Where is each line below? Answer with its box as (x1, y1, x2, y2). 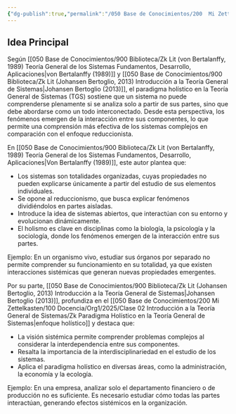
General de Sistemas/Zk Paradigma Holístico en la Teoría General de (7, 311, 206, 320)
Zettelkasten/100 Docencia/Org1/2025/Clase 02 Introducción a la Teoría (7, 304, 216, 313)
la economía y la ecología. (17, 370, 93, 379)
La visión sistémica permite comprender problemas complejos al (17, 332, 205, 341)
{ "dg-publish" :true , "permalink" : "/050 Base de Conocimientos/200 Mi (7, 10, 216, 18)
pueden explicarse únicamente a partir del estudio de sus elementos (17, 180, 216, 188)
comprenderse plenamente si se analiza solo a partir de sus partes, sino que (7, 100, 228, 108)
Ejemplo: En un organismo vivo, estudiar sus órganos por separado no (7, 253, 211, 261)
